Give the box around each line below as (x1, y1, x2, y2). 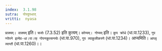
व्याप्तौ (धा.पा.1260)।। (5, 41, 42, 47)
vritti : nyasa (5, 16, 37, 21)
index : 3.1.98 (5, 7, 37, 12)
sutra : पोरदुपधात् (5, 12, 36, 17)
